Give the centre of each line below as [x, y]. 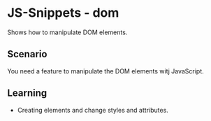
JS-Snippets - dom [63, 13]
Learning [27, 93]
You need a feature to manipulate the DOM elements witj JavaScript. [105, 71]
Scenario [27, 54]
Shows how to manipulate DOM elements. [67, 32]
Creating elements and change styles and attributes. [93, 110]
